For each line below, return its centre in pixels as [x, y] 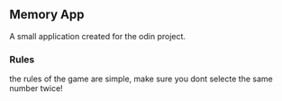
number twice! [36, 88]
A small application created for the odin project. [98, 36]
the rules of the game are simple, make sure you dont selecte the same [141, 79]
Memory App [47, 15]
